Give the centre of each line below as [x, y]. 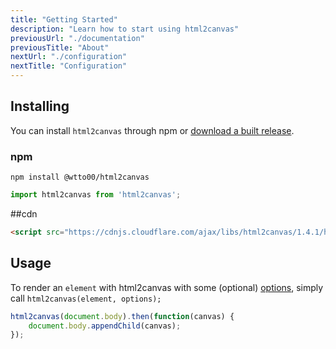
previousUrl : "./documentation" [77, 38]
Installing [40, 106]
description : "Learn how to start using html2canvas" [125, 29]
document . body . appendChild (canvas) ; [105, 326]
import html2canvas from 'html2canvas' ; [96, 195]
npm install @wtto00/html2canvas [80, 177]
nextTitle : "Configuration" [69, 66]
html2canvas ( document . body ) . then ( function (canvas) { [122, 316]
